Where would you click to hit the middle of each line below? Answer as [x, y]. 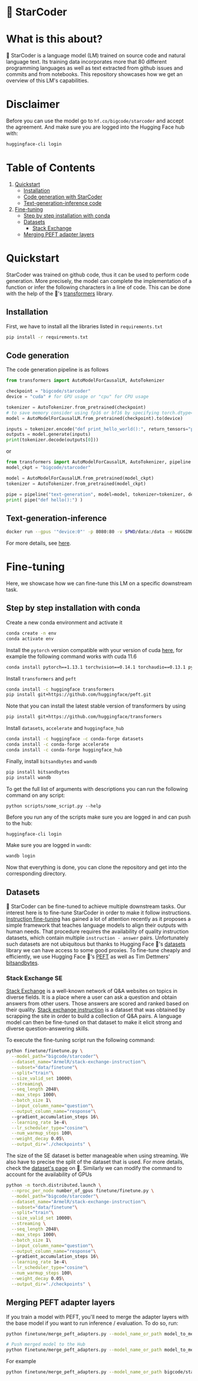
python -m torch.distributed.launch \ [54, 1185]
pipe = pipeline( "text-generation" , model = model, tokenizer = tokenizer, [96, 494]
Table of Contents [51, 168]
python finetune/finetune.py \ [44, 1051]
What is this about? [55, 39]
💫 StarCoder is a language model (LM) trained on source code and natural [96, 56]
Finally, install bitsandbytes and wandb [52, 761]
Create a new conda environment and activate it [64, 622]
